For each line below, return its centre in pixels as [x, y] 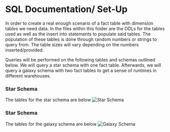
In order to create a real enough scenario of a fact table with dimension [79, 23]
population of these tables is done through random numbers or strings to [81, 39]
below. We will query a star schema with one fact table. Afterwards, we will [83, 65]
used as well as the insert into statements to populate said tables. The [78, 34]
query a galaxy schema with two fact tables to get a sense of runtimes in [81, 70]
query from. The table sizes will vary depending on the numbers [72, 44]
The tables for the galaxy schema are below [51, 124]
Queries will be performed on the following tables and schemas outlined [80, 59]
